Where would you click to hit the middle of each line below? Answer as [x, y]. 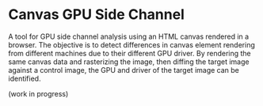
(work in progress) [38, 93]
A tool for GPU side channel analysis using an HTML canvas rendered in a [129, 36]
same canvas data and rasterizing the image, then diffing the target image [129, 62]
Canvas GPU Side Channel [96, 15]
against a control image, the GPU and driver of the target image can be [124, 70]
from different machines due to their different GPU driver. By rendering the [130, 53]
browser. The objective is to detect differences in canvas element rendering [132, 44]
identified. [25, 78]
